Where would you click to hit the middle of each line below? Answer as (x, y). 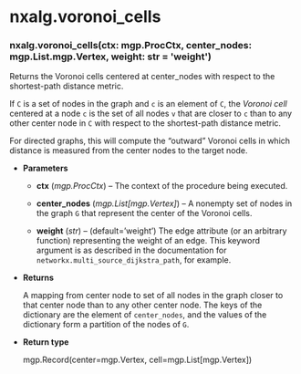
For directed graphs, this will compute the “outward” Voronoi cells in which (150, 141)
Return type (46, 342)
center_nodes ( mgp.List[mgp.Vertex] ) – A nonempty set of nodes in (164, 203)
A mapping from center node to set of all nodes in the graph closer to (153, 296)
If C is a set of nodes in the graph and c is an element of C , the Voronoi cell (148, 104)
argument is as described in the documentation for (131, 250)
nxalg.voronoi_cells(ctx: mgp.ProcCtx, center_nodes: (131, 46)
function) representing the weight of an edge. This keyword (148, 241)
